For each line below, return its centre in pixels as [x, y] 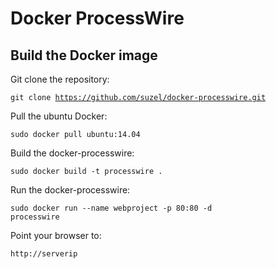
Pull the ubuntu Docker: [59, 116]
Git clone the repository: [60, 79]
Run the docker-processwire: [70, 190]
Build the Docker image [84, 55]
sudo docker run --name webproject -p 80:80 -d [111, 208]
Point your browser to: [56, 235]
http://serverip [44, 254]
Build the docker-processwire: [72, 153]
